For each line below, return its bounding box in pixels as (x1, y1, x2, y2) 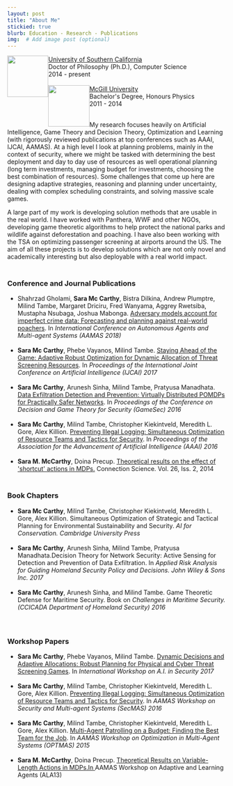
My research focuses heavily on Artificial (89, 121, 207, 129)
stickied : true (7, 23, 51, 30)
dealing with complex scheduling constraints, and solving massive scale (7, 187, 214, 196)
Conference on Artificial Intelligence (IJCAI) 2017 (17, 369, 158, 377)
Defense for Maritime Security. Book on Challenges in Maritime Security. (17, 595, 226, 603)
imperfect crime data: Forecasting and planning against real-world (17, 316, 207, 325)
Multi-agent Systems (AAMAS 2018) (17, 332, 122, 340)
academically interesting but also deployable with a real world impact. (7, 252, 207, 261)
